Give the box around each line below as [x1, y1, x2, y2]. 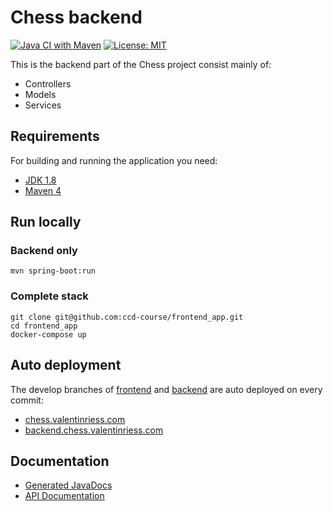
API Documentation [24, 490, 105, 502]
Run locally [10, 214, 82, 231]
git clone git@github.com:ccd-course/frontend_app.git [10, 312, 244, 322]
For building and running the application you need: [10, 154, 218, 166]
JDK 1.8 [24, 174, 57, 186]
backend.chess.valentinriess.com [24, 424, 164, 436]
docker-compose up [10, 329, 87, 340]
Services [24, 99, 62, 111]
